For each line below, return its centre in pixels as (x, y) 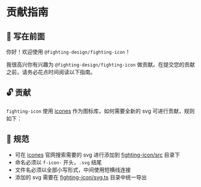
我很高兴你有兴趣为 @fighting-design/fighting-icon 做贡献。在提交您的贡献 (100, 64)
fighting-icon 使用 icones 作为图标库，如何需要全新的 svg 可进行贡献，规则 (100, 111)
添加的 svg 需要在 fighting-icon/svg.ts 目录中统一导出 (81, 177)
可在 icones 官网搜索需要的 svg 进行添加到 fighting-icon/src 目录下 (97, 155)
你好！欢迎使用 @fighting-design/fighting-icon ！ (68, 52)
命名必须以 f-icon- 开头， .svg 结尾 (58, 162)
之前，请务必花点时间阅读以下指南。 (51, 72)
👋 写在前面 (25, 36)
